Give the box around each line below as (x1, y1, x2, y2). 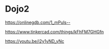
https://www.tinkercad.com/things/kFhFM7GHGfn (5, 29, 104, 34)
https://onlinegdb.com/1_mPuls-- (5, 19, 71, 25)
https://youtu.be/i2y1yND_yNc (5, 38, 64, 44)
